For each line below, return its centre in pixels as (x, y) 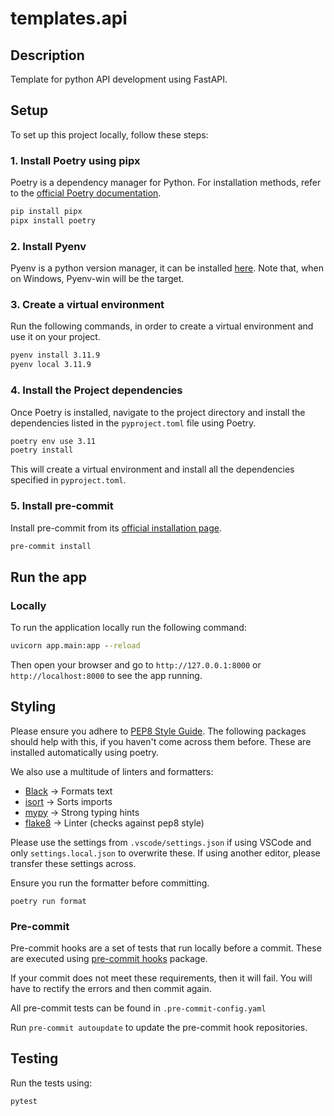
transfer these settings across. (73, 863)
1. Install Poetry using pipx (75, 160)
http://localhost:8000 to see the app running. (106, 675)
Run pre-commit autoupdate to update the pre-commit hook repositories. (159, 1028)
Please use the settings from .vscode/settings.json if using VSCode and (161, 842)
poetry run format (48, 901)
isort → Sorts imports (68, 801)
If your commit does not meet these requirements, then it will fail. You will (161, 978)
